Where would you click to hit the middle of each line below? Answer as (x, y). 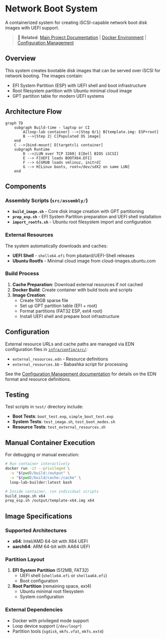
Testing (17, 395)
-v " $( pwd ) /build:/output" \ (40, 473)
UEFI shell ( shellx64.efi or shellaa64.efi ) (63, 576)
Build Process (22, 274)
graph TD (14, 123)
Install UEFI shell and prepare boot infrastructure (70, 316)
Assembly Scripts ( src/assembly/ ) (46, 200)
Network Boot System (51, 9)
